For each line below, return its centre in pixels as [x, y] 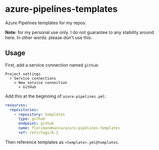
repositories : [24, 110]
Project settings [23, 74]
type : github [32, 119]
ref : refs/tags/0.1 [38, 133]
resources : [16, 105]
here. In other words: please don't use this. [49, 37]
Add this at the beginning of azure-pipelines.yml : [56, 96]
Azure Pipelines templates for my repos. [46, 23]
